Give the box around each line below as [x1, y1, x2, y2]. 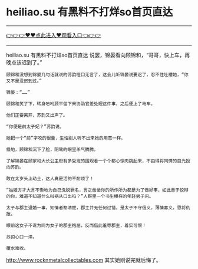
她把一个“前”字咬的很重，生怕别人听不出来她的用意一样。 [6, 135, 126, 141]
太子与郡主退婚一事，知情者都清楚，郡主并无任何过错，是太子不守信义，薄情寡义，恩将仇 [6, 205, 190, 211]
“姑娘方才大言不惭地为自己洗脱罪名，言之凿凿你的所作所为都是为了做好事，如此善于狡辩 [6, 187, 189, 193]
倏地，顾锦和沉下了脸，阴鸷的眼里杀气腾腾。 [6, 146, 98, 152]
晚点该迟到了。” [6, 58, 42, 65]
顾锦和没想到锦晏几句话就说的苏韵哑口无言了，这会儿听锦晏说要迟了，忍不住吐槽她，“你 [6, 71, 189, 77]
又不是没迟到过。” [6, 78, 42, 84]
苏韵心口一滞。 [6, 234, 37, 240]
